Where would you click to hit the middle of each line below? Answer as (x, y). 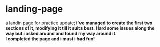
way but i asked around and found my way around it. (61, 33)
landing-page (34, 9)
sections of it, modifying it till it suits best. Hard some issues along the (80, 28)
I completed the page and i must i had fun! (50, 39)
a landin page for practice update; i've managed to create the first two (79, 23)
